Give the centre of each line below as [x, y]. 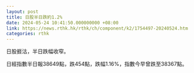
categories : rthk [28, 34]
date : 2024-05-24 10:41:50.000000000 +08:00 [62, 23]
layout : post [22, 12]
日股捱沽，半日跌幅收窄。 [38, 52]
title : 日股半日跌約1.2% [34, 17]
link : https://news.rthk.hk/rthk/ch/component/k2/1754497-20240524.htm [97, 28]
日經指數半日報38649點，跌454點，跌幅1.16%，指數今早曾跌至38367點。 [97, 64]
